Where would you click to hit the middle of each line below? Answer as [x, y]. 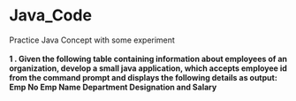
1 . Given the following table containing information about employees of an [148, 58]
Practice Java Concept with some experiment [92, 40]
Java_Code [51, 16]
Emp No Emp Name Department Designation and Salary [113, 87]
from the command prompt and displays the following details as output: [144, 77]
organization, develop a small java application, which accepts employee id [148, 68]
